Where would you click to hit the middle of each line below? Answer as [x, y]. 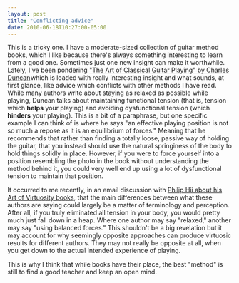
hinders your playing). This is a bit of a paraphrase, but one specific [107, 115]
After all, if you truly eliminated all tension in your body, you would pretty [114, 213]
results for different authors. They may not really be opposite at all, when [115, 243]
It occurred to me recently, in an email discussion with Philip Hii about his [115, 190]
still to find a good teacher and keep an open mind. [82, 272]
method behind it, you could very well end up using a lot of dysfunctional [115, 169]
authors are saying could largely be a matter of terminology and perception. [118, 205]
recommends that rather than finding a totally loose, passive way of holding [118, 138]
